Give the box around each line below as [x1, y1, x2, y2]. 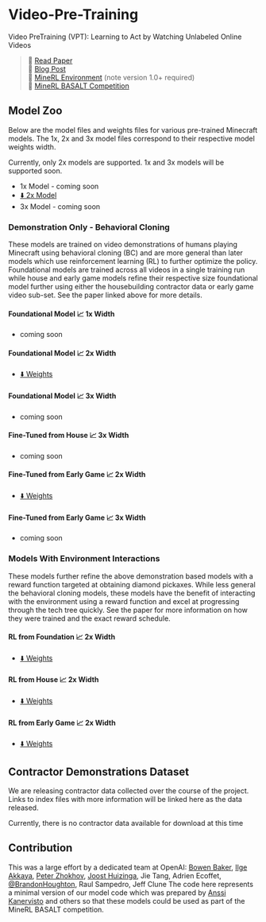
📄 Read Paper [27, 56, 73, 65]
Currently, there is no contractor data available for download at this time [8, 818, 244, 827]
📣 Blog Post [27, 64, 66, 73]
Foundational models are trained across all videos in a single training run [8, 265, 245, 275]
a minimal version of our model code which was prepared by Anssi [8, 888, 226, 897]
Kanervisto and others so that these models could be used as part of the [8, 896, 245, 905]
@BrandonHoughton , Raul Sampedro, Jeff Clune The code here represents [8, 879, 254, 889]
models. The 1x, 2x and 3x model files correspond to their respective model [8, 134, 256, 143]
